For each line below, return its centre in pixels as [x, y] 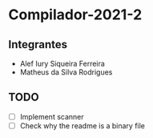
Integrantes [38, 45]
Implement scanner [52, 116]
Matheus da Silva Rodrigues [66, 72]
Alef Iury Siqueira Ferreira [62, 63]
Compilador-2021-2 [75, 15]
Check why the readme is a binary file [83, 125]
